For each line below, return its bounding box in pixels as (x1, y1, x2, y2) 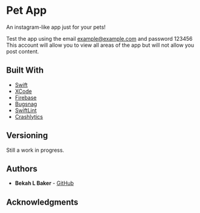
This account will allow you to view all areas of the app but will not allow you (6, 41, 195, 49)
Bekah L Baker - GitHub (14, 179, 74, 187)
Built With (6, 65, 44, 76)
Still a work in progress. (6, 146, 65, 154)
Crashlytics (14, 113, 43, 120)
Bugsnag (14, 100, 37, 107)
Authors (6, 163, 38, 174)
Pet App (6, 4, 47, 17)
